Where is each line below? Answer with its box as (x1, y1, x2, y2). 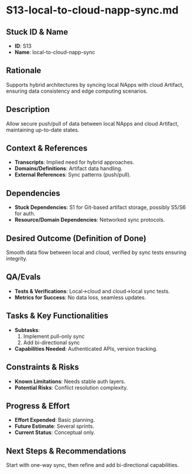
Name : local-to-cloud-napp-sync (14, 49, 95, 56)
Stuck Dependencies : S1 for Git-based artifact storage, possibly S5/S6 (14, 204, 186, 211)
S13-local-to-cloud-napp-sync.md (6, 4, 179, 17)
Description (6, 104, 50, 114)
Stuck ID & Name (6, 27, 68, 37)
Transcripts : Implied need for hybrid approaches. (14, 159, 135, 166)
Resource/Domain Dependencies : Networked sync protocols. (14, 216, 165, 224)
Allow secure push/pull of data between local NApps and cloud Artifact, (6, 120, 179, 127)
